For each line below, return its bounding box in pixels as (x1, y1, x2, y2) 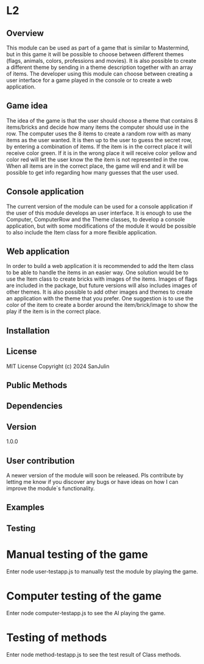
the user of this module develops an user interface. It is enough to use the (6, 209, 192, 217)
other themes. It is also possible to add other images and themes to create (6, 288, 193, 296)
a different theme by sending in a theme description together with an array (6, 63, 193, 71)
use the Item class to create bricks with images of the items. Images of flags (6, 275, 198, 283)
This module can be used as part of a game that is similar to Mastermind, (6, 44, 190, 51)
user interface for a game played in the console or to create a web (6, 77, 172, 84)
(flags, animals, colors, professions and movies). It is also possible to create (6, 57, 197, 64)
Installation (6, 325, 50, 336)
